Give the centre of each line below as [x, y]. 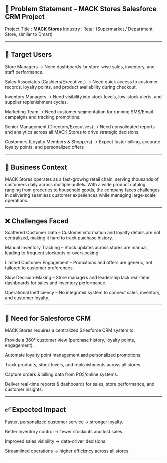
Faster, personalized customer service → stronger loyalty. [64, 422]
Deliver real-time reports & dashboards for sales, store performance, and [80, 384]
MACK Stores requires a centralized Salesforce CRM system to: [70, 330]
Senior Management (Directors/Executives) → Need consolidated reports [80, 126]
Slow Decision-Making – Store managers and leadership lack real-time [77, 278]
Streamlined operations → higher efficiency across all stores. [68, 451]
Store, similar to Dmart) [29, 34]
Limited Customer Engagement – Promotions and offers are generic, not [79, 263]
